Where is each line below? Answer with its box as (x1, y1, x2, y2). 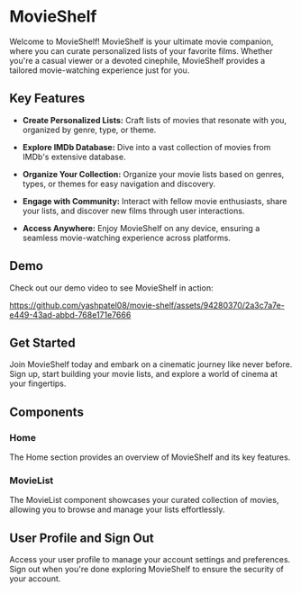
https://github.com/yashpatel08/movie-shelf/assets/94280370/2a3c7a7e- (9, 300, 286, 310)
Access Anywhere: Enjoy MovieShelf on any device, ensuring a (22, 222, 260, 233)
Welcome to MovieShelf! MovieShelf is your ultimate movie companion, (9, 36, 274, 47)
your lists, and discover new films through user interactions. (22, 205, 245, 216)
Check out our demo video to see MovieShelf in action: (9, 282, 214, 293)
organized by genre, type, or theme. (22, 124, 157, 135)
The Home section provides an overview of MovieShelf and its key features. (9, 452, 291, 463)
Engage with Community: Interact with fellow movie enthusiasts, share (22, 195, 287, 206)
